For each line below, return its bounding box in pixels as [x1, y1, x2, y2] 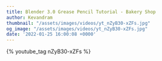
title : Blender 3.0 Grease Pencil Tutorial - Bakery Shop [6, 8, 156, 15]
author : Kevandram [6, 14, 53, 21]
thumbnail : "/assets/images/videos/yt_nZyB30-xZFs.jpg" [6, 20, 150, 26]
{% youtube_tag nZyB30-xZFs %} [6, 48, 91, 55]
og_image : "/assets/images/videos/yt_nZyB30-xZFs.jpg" [6, 25, 148, 32]
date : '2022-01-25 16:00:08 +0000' [6, 31, 96, 37]
